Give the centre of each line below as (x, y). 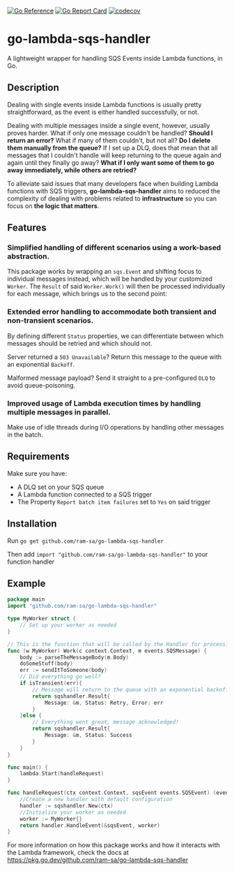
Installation (32, 524)
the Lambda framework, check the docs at (68, 853)
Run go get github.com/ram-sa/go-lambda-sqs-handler (85, 541)
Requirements (38, 456)
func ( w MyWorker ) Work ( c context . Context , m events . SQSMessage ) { (107, 651)
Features (27, 228)
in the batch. (25, 435)
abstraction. (29, 256)
